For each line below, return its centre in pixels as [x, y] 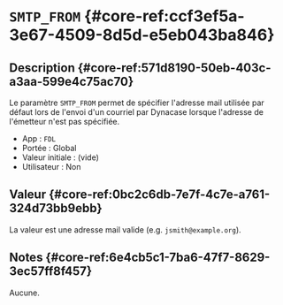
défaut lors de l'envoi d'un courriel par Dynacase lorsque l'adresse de [136, 112]
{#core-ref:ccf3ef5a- [164, 16]
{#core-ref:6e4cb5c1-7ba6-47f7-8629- [158, 258]
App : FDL [38, 138]
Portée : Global [49, 148]
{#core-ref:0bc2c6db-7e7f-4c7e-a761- [159, 195]
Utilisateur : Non [51, 167]
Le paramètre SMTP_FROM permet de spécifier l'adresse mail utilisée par [137, 103]
